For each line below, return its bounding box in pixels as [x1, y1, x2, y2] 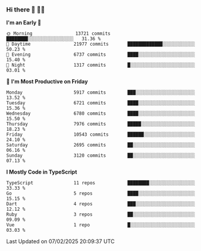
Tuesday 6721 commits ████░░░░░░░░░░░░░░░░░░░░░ [6, 100, 196, 106]
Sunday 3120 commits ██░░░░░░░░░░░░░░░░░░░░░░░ [6, 153, 196, 159]
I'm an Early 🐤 [6, 19, 42, 26]
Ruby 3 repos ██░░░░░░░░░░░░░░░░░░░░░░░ [6, 211, 196, 218]
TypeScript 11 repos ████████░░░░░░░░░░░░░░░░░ [6, 180, 196, 186]
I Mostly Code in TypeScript [6, 168, 77, 176]
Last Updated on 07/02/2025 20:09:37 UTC [6, 238, 115, 245]
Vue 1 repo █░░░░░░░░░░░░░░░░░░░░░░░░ [6, 222, 196, 228]
